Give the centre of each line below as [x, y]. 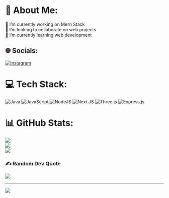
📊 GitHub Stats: [39, 123]
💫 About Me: [32, 10]
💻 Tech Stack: [36, 84]
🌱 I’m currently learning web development [49, 35]
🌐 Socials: [22, 51]
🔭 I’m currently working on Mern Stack [45, 24]
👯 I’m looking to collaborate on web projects [51, 29]
